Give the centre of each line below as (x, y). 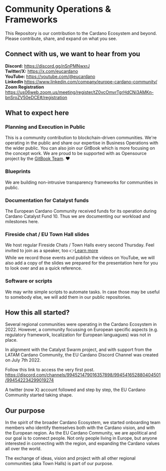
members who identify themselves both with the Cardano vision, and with (80, 428)
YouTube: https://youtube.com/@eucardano (50, 76)
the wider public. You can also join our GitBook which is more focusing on (80, 148)
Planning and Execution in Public (45, 127)
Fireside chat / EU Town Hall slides (47, 234)
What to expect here (37, 113)
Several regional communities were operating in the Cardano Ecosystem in (81, 324)
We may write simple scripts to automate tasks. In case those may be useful (82, 292)
